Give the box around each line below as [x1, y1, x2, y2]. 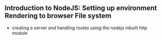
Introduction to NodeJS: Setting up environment [4, 4, 158, 12]
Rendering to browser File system [4, 12, 112, 20]
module [11, 30, 28, 36]
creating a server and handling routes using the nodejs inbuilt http [11, 25, 148, 31]
